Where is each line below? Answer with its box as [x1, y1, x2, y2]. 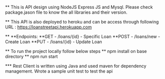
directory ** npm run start [5, 53, 58, 59]
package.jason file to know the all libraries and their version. [5, 9, 127, 15]
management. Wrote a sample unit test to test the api [5, 68, 113, 74]
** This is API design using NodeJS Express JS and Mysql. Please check [5, 4, 153, 10]
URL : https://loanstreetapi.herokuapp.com [5, 24, 92, 30]
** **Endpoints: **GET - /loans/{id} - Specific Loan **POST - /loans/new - [5, 34, 161, 39]
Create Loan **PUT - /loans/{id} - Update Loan [5, 39, 102, 45]
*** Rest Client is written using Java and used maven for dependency [5, 63, 147, 69]
